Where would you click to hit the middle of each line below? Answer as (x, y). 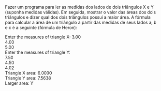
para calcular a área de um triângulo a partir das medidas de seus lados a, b (81, 22)
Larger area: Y (19, 83)
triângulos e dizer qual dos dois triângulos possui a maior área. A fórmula (78, 17)
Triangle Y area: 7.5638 (28, 78)
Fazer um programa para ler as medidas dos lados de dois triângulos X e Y (79, 7)
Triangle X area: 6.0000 (29, 73)
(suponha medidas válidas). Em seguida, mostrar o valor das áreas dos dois (80, 12)
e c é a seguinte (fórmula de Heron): (41, 28)
